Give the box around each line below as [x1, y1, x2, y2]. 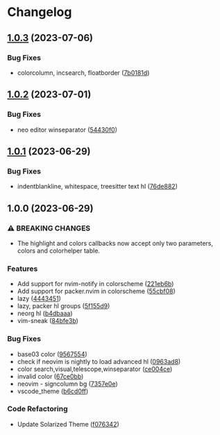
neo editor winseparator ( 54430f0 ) [17, 125, 118, 134]
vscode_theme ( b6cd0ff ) [17, 387, 89, 395]
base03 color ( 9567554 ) [17, 349, 88, 358]
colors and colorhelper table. [17, 246, 101, 255]
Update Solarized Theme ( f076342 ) [17, 420, 119, 428]
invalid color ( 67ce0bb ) [17, 372, 84, 380]
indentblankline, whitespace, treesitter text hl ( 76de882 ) [17, 182, 178, 191]
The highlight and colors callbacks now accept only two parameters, [17, 239, 214, 247]
